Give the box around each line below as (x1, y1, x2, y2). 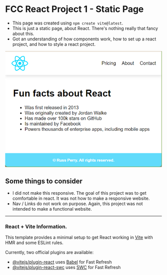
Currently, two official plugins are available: (5, 250, 94, 256)
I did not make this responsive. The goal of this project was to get (12, 190, 147, 196)
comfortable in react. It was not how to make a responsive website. (12, 196, 150, 202)
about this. (12, 30, 35, 36)
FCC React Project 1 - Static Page (5, 3, 144, 15)
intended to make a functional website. (12, 206, 92, 212)
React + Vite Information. (5, 223, 67, 230)
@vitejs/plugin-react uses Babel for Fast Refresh (12, 259, 112, 265)
